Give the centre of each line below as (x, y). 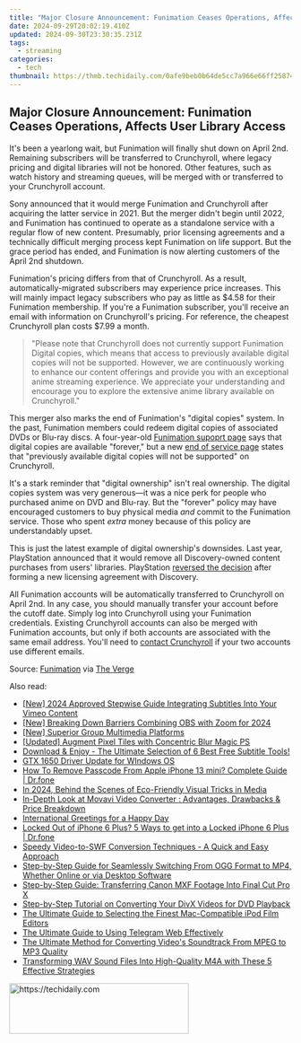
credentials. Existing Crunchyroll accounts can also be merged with (133, 622)
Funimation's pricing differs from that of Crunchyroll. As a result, (128, 278)
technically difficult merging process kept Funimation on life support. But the (150, 241)
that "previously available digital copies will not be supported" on (129, 456)
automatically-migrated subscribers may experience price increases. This (145, 287)
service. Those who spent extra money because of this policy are (130, 521)
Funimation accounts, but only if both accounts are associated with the (140, 632)
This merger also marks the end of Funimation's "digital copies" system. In (147, 417)
